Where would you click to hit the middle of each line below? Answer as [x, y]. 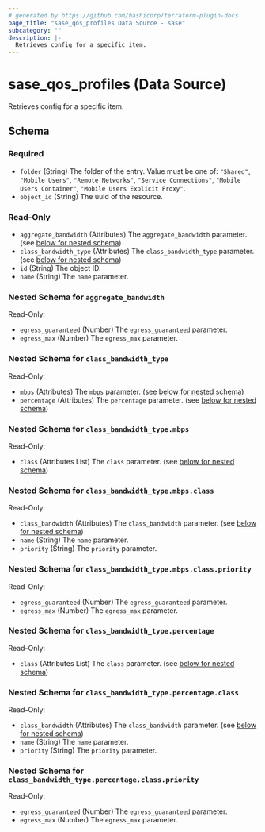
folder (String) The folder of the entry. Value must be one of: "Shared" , [135, 171]
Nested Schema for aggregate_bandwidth [86, 297]
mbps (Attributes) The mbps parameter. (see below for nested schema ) [132, 391]
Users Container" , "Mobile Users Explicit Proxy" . [102, 188]
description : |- [35, 38]
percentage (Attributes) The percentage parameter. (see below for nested [138, 400]
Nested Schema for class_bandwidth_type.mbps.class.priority [130, 569]
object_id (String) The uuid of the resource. [91, 196]
